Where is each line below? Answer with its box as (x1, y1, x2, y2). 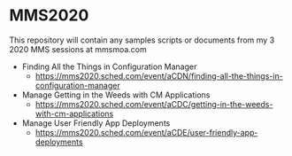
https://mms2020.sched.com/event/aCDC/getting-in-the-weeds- (35, 98, 273, 109)
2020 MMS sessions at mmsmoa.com (9, 43, 148, 54)
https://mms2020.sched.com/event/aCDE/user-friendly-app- (35, 127, 258, 137)
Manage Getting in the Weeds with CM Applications (21, 90, 211, 100)
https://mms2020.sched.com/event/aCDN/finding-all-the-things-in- (35, 70, 283, 81)
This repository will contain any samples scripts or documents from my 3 (9, 35, 275, 45)
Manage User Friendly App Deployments (21, 117, 171, 129)
